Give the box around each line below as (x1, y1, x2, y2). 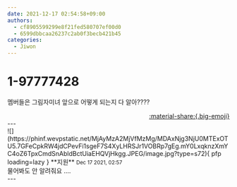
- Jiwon (13, 43, 37, 50)
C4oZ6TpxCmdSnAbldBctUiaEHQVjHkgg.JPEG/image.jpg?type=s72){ (7, 149, 210, 157)
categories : (7, 37, 42, 44)
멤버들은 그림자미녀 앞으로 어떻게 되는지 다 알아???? (7, 97, 150, 106)
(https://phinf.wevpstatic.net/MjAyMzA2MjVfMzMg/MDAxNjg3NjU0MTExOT (7, 134, 229, 143)
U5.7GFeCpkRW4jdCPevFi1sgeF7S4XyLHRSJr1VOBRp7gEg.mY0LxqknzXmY (7, 142, 229, 150)
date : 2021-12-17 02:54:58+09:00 (7, 10, 106, 18)
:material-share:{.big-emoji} (149, 111, 230, 120)
